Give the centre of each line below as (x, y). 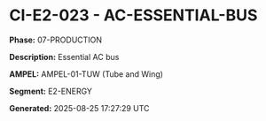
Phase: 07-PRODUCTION (56, 40)
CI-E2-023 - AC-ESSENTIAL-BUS (133, 15)
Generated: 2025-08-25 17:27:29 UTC (79, 108)
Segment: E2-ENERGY (51, 91)
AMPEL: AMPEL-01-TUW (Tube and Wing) (86, 74)
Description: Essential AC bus (64, 57)
